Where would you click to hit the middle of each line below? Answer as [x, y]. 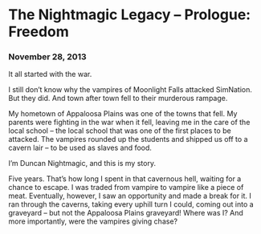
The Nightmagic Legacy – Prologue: [130, 15]
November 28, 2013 [47, 57]
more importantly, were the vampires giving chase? [93, 221]
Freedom [39, 32]
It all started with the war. [50, 75]
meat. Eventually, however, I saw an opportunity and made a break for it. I [130, 196]
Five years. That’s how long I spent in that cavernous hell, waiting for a [125, 179]
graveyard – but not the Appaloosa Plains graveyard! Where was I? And [126, 213]
